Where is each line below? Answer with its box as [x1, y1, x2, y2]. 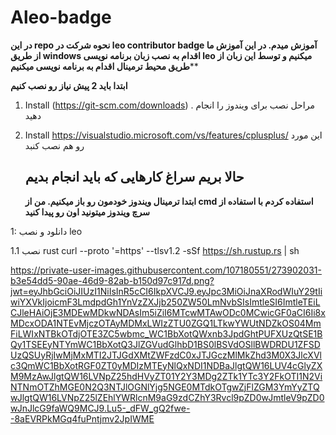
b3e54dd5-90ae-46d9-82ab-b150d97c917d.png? [10, 274, 215, 286]
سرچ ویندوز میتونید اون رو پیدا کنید [24, 206, 150, 218]
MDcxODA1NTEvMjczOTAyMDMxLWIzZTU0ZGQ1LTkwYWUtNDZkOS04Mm [10, 317, 322, 329]
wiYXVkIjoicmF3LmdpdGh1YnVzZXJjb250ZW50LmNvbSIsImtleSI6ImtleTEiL [10, 296, 321, 308]
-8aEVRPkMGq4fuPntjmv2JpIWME [10, 412, 155, 425]
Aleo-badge [10, 6, 112, 29]
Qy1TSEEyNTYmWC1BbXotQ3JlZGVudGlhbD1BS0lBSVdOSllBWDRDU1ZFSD [10, 338, 321, 350]
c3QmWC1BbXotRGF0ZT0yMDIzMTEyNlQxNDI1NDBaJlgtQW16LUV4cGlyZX [10, 359, 323, 371]
